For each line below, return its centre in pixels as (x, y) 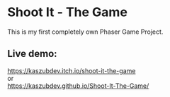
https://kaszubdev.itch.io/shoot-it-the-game (72, 70)
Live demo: (33, 54)
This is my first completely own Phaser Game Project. (85, 32)
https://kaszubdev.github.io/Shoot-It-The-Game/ (78, 86)
